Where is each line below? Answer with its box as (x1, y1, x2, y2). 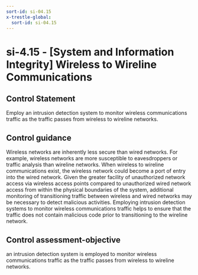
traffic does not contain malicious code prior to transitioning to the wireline (6, 211, 188, 219)
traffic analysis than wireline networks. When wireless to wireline (6, 161, 164, 169)
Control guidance (6, 132, 72, 143)
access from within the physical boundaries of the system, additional (6, 186, 174, 193)
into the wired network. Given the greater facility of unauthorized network (6, 174, 186, 181)
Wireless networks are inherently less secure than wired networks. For (6, 148, 178, 156)
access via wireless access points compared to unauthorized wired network (6, 180, 191, 187)
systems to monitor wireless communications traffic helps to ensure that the (6, 205, 191, 212)
